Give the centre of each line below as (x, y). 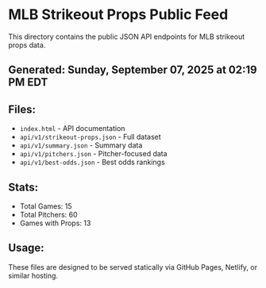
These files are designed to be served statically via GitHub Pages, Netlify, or (133, 267)
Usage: (27, 248)
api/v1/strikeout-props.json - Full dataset (90, 137)
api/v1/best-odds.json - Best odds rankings (92, 162)
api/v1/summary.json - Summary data (81, 145)
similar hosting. (33, 275)
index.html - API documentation (72, 129)
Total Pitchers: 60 (48, 214)
